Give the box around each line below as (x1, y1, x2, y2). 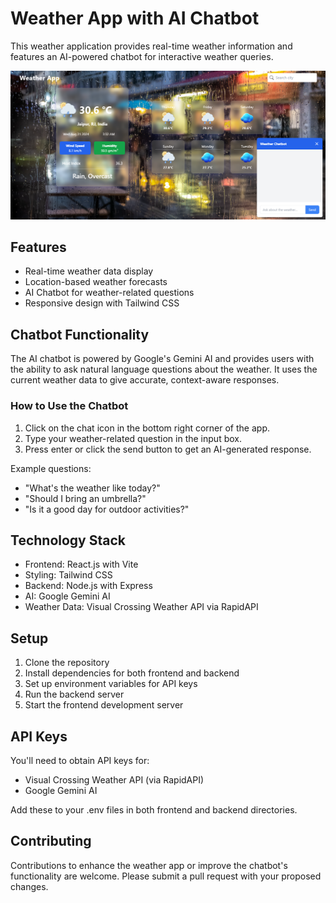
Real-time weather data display (24, 265, 154, 277)
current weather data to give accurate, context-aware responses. (10, 374, 280, 386)
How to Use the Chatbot (10, 399, 129, 413)
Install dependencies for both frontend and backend (24, 667, 240, 679)
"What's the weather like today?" (24, 482, 161, 494)
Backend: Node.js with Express (24, 580, 153, 592)
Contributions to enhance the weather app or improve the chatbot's (10, 859, 288, 871)
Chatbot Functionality (10, 326, 150, 343)
